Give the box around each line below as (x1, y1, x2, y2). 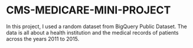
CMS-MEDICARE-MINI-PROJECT (6, 4, 171, 17)
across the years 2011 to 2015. (6, 35, 80, 42)
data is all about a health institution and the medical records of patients (6, 29, 179, 36)
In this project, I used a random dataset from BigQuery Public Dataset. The (6, 23, 188, 30)
